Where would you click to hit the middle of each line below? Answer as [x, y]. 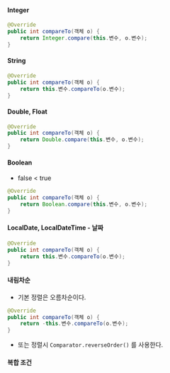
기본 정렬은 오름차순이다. [52, 297]
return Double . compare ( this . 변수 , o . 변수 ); [82, 140]
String [17, 61]
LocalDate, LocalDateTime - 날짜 [56, 228]
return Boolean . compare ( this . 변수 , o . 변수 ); [84, 205]
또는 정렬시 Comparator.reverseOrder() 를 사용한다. [90, 345]
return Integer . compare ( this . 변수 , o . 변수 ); [84, 38]
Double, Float [27, 111]
